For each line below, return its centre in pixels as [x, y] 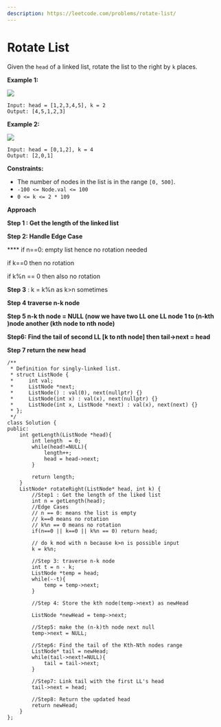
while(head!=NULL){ [60, 447]
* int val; [32, 381]
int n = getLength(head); [69, 501]
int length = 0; [56, 440]
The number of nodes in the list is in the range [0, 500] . [96, 181]
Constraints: [25, 168]
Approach [22, 210]
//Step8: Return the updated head [81, 699]
